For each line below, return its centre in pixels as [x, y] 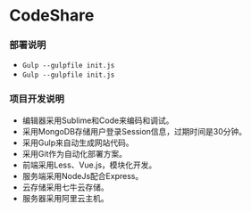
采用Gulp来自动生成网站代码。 [78, 143]
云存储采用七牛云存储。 [65, 187]
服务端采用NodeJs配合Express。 [83, 175]
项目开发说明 [37, 99]
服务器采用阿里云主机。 [65, 198]
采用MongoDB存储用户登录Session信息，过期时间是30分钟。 [134, 131]
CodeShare [52, 16]
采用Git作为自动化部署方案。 [75, 153]
